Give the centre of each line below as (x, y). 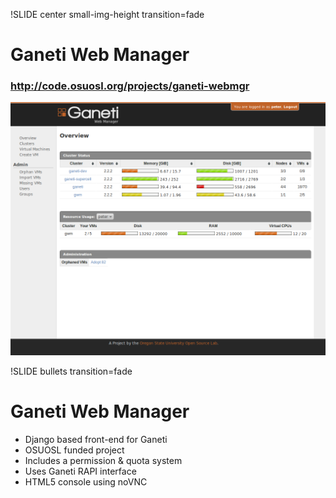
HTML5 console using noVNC (86, 482)
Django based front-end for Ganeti (96, 439)
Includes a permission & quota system (103, 460)
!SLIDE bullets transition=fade (71, 371)
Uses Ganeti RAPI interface (80, 471)
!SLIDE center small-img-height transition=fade (107, 14)
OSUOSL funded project (74, 450)
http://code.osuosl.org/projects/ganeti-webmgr (130, 86)
